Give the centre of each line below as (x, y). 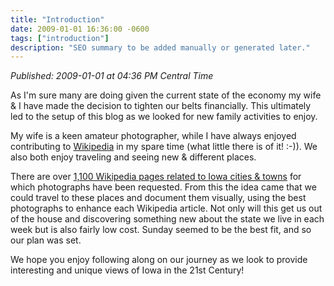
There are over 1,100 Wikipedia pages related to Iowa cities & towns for (156, 177)
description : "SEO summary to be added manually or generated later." (160, 47)
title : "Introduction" (57, 19)
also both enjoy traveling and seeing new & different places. (133, 157)
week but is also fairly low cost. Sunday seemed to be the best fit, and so (161, 230)
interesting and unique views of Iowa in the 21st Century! (127, 270)
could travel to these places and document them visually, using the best (158, 198)
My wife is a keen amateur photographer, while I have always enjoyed (153, 136)
